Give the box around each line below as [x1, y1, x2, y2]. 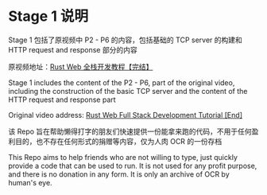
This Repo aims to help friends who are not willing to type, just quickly [8, 152, 238, 162]
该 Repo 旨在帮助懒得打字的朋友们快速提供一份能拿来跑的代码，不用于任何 [8, 127, 252, 136]
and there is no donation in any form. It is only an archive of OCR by [8, 169, 230, 179]
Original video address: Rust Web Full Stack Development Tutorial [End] [8, 110, 242, 119]
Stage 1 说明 [8, 7, 89, 25]
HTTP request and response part [8, 95, 117, 104]
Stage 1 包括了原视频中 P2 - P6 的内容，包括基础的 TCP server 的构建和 [8, 35, 242, 45]
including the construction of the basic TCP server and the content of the [8, 86, 248, 96]
